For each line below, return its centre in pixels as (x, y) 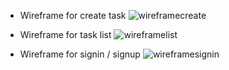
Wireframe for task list (65, 34)
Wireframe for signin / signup (80, 54)
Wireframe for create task (73, 15)
